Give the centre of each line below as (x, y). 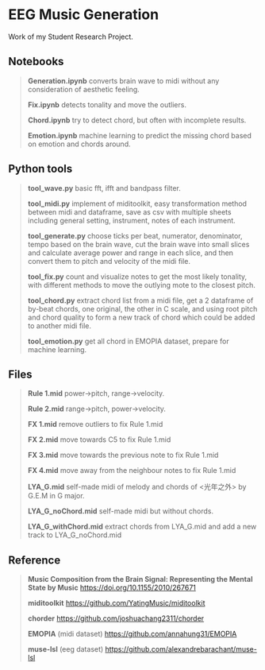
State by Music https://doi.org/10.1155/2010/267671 (112, 588)
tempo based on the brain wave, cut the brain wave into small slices (138, 244)
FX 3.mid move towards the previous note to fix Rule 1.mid (123, 455)
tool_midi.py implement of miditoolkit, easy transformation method (137, 203)
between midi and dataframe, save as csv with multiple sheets (129, 211)
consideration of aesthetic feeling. (84, 89)
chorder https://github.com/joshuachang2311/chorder (116, 618)
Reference (35, 560)
